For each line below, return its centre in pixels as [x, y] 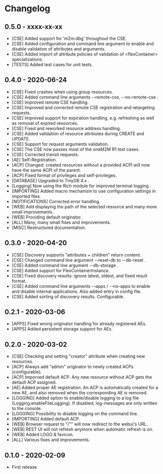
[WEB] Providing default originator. [47, 217]
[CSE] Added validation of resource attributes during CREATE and [78, 134]
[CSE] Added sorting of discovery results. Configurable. [68, 296]
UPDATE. [21, 139]
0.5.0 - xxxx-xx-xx [34, 27]
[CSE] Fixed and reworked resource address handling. [66, 128]
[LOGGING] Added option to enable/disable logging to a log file [75, 398]
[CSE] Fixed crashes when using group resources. [62, 92]
